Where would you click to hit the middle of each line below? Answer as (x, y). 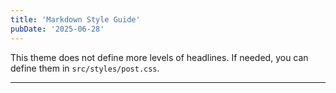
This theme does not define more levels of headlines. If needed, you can (159, 57)
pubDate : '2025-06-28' (57, 29)
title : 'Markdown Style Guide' (75, 19)
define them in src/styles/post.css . (85, 68)
